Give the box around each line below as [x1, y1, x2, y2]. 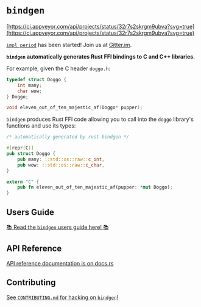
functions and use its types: [6, 122, 76, 129]
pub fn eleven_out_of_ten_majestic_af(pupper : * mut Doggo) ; [17, 184, 173, 190]
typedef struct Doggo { [6, 76, 67, 82]
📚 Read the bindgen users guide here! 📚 [6, 223, 109, 231]
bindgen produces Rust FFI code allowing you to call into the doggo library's [6, 115, 194, 123]
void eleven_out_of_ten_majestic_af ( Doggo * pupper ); [6, 104, 143, 111]
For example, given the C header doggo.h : [6, 65, 111, 72]
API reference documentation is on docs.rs [6, 259, 114, 267]
